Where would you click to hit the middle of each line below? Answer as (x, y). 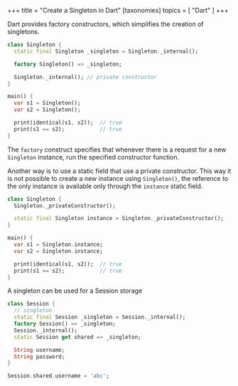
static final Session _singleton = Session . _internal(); (100, 317)
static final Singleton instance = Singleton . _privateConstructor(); (119, 219)
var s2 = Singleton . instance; (58, 251)
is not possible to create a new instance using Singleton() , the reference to (118, 178)
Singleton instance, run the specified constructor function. (93, 157)
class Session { (31, 304)
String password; (39, 356)
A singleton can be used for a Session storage (75, 291)
